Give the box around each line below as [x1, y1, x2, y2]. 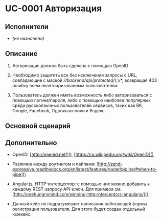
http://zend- [98, 161, 123, 167]
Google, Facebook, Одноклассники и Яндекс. [12, 107, 106, 113]
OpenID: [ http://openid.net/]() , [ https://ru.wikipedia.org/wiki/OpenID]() [12, 151, 154, 157]
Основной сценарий [5, 122, 71, 130]
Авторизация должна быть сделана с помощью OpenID [12, 62, 129, 69]
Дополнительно [5, 138, 57, 147]
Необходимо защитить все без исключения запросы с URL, [12, 72, 138, 78]
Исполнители [5, 23, 49, 31]
